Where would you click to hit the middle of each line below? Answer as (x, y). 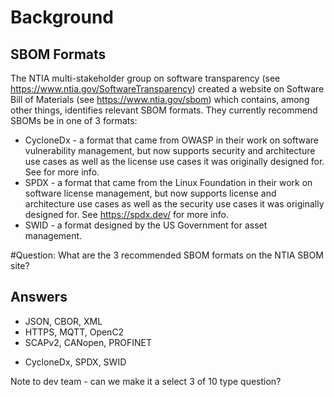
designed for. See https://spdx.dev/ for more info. (126, 214)
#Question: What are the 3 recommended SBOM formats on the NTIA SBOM (167, 255)
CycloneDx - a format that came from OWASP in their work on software (171, 140)
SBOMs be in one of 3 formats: (74, 120)
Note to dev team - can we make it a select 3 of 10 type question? (146, 381)
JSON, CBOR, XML (63, 321)
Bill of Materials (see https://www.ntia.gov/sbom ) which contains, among (160, 99)
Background (62, 17)
